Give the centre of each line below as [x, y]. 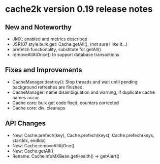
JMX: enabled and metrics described [50, 39]
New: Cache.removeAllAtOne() [43, 145]
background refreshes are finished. [48, 87]
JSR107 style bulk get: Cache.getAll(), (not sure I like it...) [70, 44]
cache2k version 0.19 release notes [79, 9]
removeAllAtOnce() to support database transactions [66, 55]
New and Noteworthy [38, 27]
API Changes [25, 123]
